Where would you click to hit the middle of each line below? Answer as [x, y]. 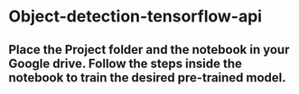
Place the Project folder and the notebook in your [149, 50]
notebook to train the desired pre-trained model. [147, 77]
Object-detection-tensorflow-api [135, 17]
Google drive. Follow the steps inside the [126, 63]
